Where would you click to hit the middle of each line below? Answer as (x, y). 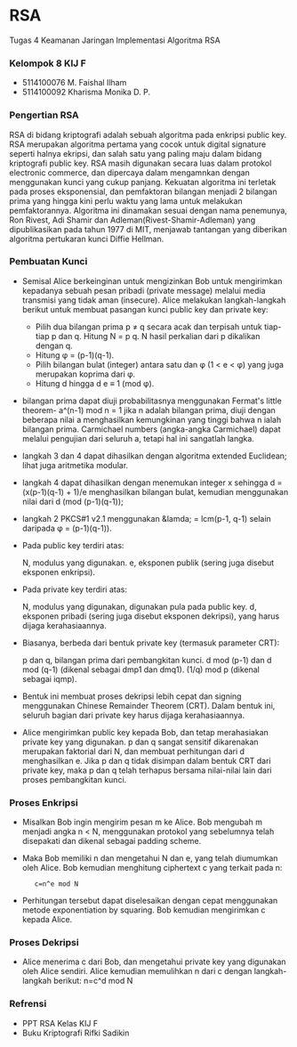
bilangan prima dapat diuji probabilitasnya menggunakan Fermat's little (152, 401)
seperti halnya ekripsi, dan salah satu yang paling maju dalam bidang (136, 153)
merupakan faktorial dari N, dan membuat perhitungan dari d (133, 751)
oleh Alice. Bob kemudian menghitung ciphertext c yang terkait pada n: (152, 868)
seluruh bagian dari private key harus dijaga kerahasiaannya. (133, 715)
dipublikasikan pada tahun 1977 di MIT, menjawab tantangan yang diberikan (148, 229)
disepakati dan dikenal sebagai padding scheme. (112, 841)
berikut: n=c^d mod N (93, 981)
